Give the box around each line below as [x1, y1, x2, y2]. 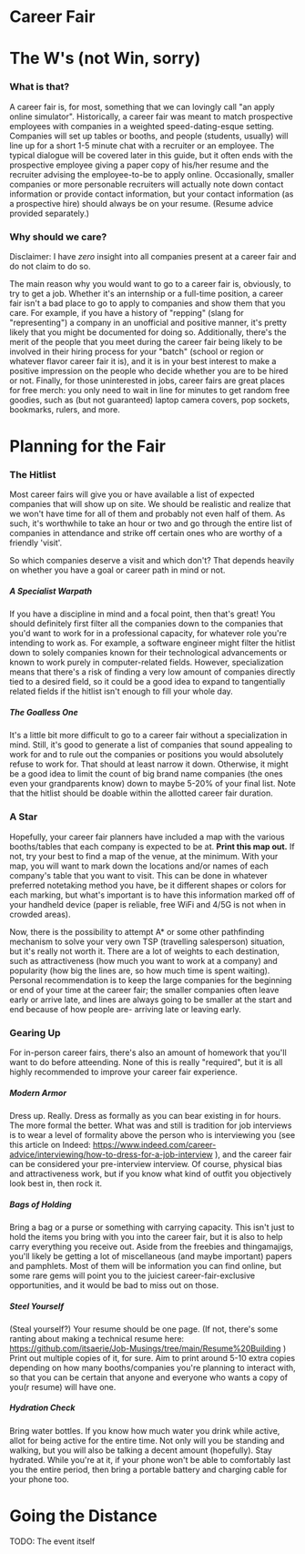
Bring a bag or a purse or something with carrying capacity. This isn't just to [9, 1222, 295, 1233]
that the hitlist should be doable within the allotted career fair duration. [9, 787, 273, 798]
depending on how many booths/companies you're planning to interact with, [9, 1362, 296, 1373]
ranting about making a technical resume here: [9, 1333, 185, 1344]
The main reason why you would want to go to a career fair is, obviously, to [9, 278, 291, 289]
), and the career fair [214, 1149, 292, 1160]
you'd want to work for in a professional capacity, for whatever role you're [9, 628, 287, 639]
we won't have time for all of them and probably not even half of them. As [9, 508, 286, 520]
